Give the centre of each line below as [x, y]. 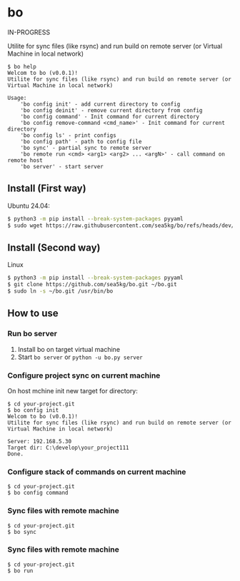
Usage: [17, 98]
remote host [25, 160]
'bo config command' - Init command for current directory [110, 116]
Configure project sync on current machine [84, 375]
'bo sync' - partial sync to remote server [86, 148]
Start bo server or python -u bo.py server [80, 357]
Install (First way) [47, 189]
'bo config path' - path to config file [81, 141]
